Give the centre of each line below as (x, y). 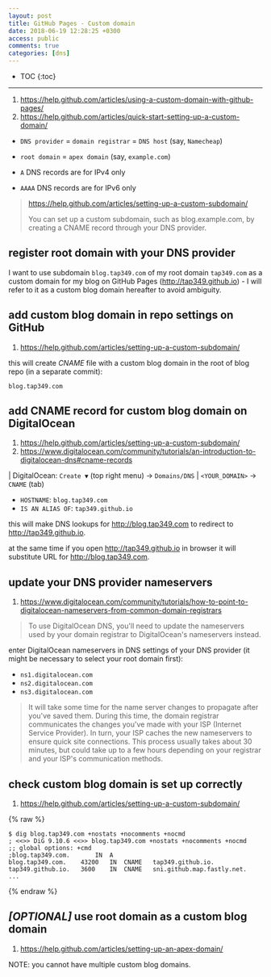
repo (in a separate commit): (56, 371)
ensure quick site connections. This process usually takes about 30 (140, 742)
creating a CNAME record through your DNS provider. (117, 228)
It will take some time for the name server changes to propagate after (143, 707)
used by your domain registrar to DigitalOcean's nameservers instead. (144, 635)
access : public (34, 38)
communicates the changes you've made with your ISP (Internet (135, 724)
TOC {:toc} (38, 76)
